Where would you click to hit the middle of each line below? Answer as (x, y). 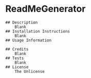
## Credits (17, 49)
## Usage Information (29, 40)
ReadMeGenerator (45, 9)
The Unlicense (30, 71)
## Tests (15, 58)
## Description (22, 22)
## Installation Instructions (38, 31)
